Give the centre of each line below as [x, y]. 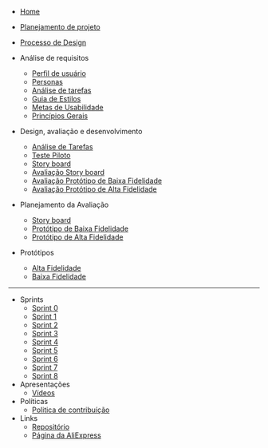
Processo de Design [53, 42]
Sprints [32, 299]
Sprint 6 [45, 359]
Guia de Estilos [56, 99]
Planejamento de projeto [60, 27]
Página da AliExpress [66, 435]
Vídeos [43, 393]
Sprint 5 [45, 350]
